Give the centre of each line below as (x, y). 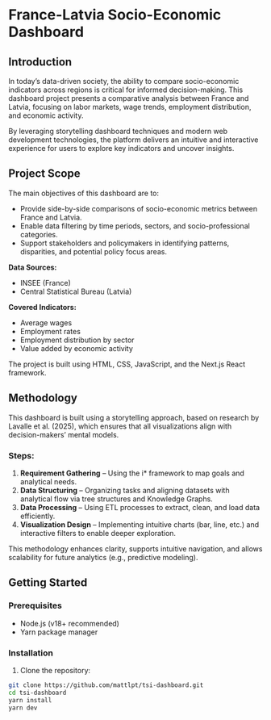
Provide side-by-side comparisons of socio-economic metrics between (139, 208)
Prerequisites (35, 605)
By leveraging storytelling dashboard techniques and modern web (118, 131)
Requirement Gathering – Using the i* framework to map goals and (132, 473)
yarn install (30, 700)
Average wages (46, 322)
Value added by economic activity (76, 348)
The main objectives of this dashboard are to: (84, 193)
